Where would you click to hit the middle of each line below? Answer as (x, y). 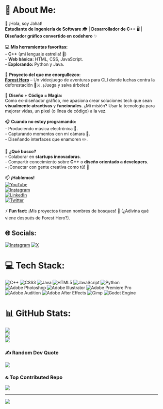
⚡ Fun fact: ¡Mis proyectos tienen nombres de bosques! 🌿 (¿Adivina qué (77, 211)
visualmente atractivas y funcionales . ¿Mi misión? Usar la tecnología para (80, 106)
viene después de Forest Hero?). (38, 218)
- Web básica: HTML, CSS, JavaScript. (44, 59)
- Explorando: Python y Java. (35, 64)
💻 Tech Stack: (35, 265)
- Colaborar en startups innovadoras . (43, 156)
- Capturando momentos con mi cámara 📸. (48, 134)
